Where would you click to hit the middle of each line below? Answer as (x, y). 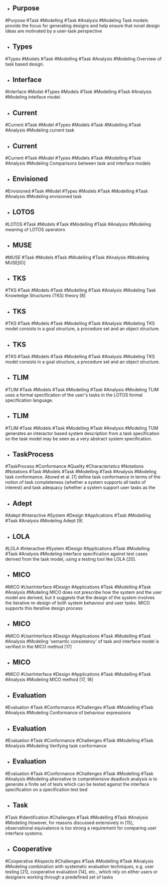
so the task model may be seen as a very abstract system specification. (79, 438)
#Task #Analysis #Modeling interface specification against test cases (77, 554)
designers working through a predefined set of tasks (59, 877)
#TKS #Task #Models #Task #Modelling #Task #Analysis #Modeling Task (81, 290)
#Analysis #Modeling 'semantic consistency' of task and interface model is (82, 641)
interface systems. (24, 833)
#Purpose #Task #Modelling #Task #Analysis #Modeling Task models (77, 20)
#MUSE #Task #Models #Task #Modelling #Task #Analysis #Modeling (77, 257)
